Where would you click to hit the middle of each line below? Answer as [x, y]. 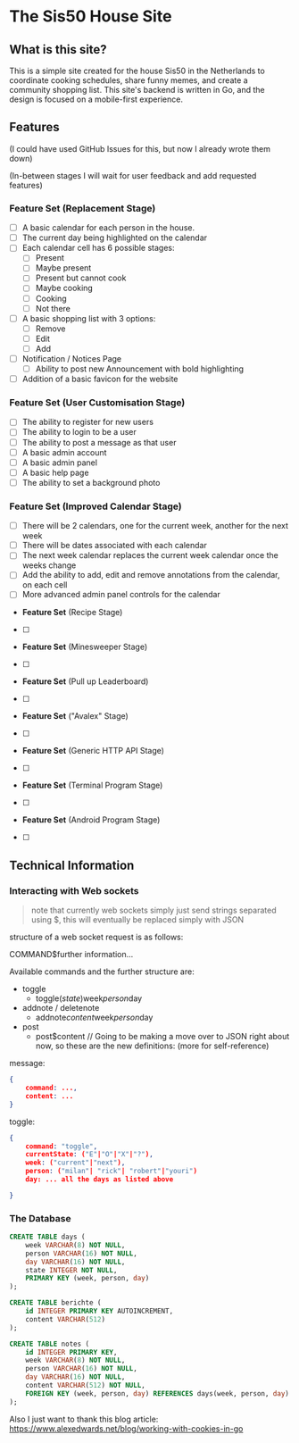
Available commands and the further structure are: [102, 972]
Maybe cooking [64, 288]
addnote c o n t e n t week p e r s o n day [94, 1018]
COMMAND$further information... [71, 955]
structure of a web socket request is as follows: [96, 937]
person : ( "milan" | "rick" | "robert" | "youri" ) [112, 1172]
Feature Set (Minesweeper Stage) [85, 647]
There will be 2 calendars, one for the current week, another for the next [155, 526]
